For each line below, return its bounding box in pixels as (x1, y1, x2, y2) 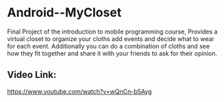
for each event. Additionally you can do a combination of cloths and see (7, 42, 210, 50)
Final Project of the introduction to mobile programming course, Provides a (7, 27, 218, 36)
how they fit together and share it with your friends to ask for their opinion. (7, 49, 218, 58)
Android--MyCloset (7, 5, 122, 21)
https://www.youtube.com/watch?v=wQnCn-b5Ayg (7, 87, 152, 95)
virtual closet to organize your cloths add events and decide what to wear (7, 34, 214, 42)
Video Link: (7, 69, 57, 81)
